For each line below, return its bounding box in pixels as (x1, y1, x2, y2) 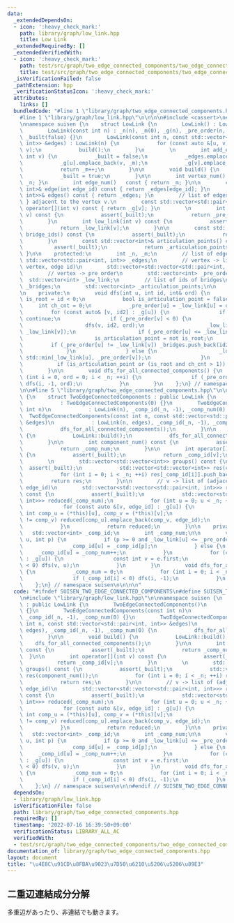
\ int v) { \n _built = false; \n (19, 153, 148, 161)
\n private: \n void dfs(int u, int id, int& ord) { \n (19, 289, 210, 297)
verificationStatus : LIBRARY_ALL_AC (13, 828, 120, 835)
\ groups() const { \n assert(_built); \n (19, 666, 173, 673)
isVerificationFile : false (13, 802, 92, 809)
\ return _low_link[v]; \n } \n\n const (19, 224, 210, 231)
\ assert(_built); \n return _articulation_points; (19, 244, 232, 251)
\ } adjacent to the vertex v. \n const (19, 198, 157, 206)
